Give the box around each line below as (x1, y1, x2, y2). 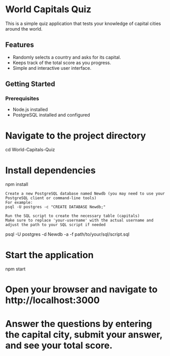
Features (5, 41, 34, 49)
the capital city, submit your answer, (5, 328, 163, 340)
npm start (5, 266, 26, 272)
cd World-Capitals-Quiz (5, 147, 55, 153)
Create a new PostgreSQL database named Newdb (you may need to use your (5, 191, 165, 197)
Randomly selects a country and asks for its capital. (12, 54, 121, 60)
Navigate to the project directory (5, 130, 146, 141)
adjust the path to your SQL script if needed (5, 223, 106, 228)
